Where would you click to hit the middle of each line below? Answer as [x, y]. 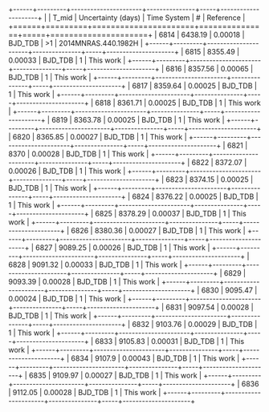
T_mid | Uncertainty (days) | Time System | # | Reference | [149, 18]
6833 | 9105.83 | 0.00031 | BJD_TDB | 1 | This [170, 341]
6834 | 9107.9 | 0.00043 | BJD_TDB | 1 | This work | [155, 358]
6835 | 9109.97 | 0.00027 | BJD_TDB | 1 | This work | [116, 375]
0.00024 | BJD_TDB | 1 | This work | [67, 299]
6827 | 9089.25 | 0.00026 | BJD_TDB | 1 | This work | [122, 248]
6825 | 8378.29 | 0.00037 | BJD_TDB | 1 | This [171, 214]
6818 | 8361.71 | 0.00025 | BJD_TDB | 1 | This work [178, 103]
